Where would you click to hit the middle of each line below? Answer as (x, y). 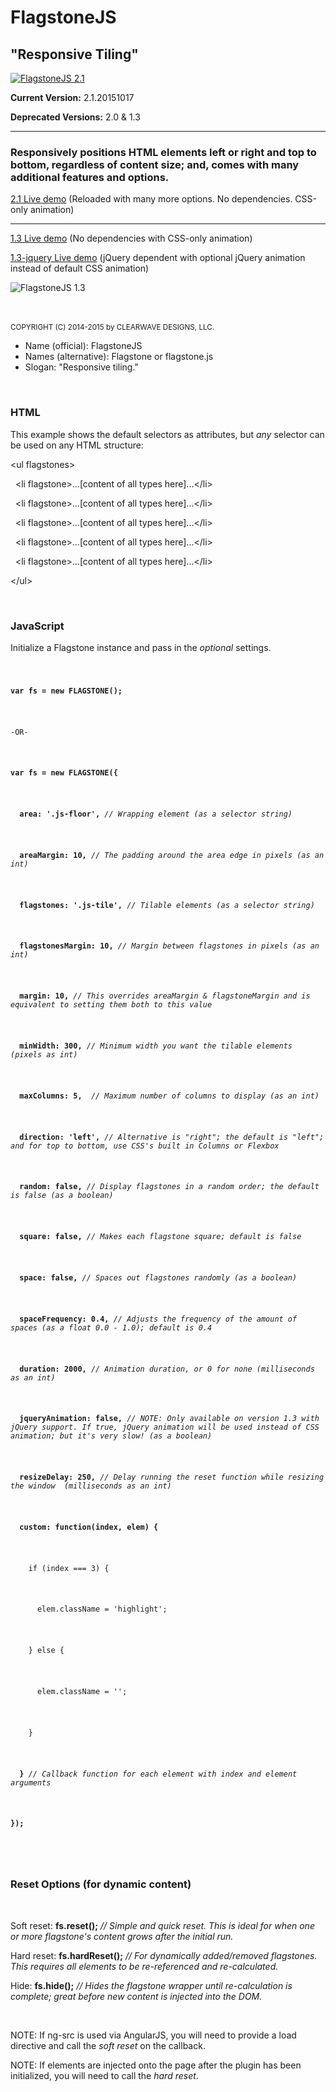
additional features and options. (90, 177)
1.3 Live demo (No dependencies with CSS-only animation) (131, 238)
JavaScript (37, 626)
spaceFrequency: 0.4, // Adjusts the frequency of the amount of (158, 1319)
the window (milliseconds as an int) (91, 1486)
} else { (46, 1651)
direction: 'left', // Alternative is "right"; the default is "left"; (172, 1137)
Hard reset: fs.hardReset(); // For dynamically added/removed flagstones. (164, 1955)
